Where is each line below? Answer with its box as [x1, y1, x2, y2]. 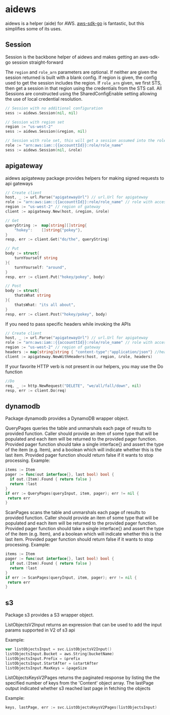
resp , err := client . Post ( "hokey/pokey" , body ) [5, 311, 108, 317]
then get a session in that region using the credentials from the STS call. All [5, 85, 162, 91]
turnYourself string [14, 256, 58, 261]
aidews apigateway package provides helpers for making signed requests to [5, 175, 164, 181]
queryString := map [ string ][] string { [5, 223, 87, 228]
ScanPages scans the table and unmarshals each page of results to [5, 509, 146, 515]
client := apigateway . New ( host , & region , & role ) [5, 209, 110, 214]
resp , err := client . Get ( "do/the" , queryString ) [5, 237, 110, 242]
